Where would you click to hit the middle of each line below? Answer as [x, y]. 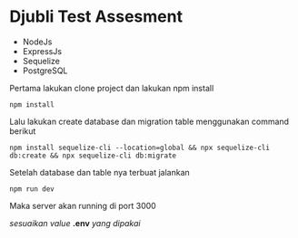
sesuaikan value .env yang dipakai [75, 223]
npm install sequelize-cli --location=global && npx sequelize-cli [140, 148]
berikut [23, 131]
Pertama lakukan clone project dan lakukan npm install [112, 88]
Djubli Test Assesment [96, 17]
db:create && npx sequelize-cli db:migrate [93, 156]
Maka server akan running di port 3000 [83, 205]
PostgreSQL [45, 71]
